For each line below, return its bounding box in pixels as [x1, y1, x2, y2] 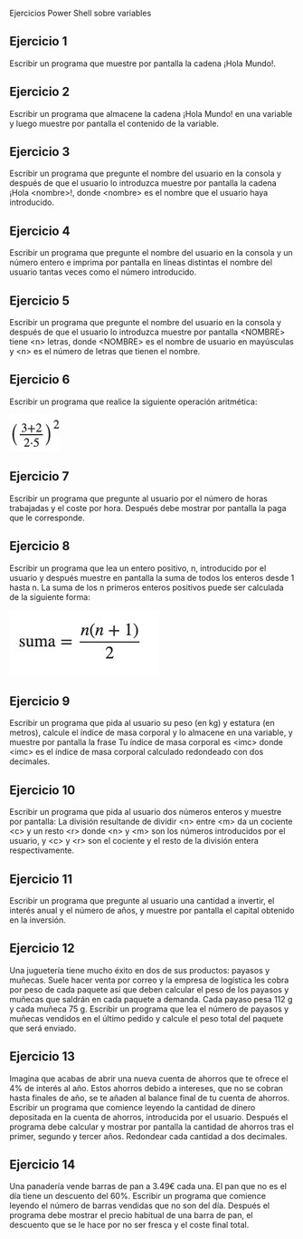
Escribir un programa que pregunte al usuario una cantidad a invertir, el [9, 895, 275, 905]
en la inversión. [9, 915, 66, 925]
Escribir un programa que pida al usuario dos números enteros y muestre [9, 807, 282, 818]
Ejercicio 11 [9, 871, 73, 886]
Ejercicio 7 [9, 469, 70, 484]
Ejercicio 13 [9, 1049, 75, 1064]
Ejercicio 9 [9, 693, 71, 709]
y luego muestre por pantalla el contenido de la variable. [9, 118, 220, 129]
